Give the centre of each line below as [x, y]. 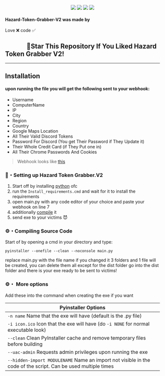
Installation [23, 76]
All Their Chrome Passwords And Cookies [55, 152]
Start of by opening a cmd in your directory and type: [59, 242]
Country [20, 126]
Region [19, 120]
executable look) [27, 330]
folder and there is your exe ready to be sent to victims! [61, 271]
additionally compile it [34, 212]
